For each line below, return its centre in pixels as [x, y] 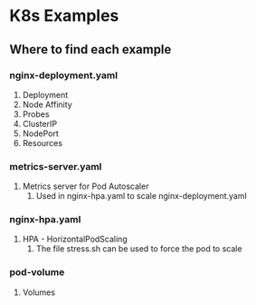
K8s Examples [64, 16]
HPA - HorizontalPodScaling [75, 239]
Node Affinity [47, 104]
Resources [43, 143]
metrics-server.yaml [56, 166]
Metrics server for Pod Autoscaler [85, 186]
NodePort [40, 133]
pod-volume [37, 272]
